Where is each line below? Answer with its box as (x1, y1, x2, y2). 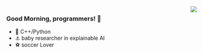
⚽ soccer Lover (14, 42, 54, 49)
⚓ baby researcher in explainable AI (14, 34, 105, 42)
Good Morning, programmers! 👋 (6, 14, 101, 23)
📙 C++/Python (14, 28, 51, 36)
